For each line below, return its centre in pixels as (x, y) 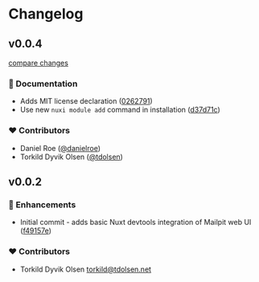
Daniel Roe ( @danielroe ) (60, 148)
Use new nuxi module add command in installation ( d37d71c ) (120, 110)
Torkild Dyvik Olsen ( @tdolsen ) (71, 157)
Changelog (46, 14)
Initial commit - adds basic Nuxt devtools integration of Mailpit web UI (136, 223)
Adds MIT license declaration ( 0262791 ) (86, 101)
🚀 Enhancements (42, 204)
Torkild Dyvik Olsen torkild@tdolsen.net (85, 269)
